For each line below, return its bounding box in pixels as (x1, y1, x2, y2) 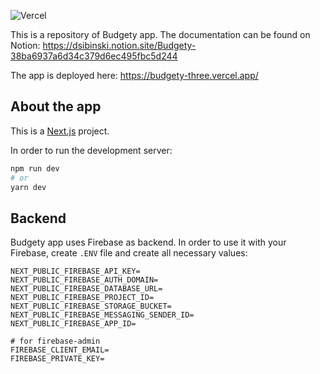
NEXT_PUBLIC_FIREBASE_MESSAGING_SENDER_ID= (10, 310, 195, 320)
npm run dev (10, 163, 60, 174)
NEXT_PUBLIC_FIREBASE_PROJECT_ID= (10, 293, 155, 303)
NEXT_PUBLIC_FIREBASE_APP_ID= (10, 319, 137, 329)
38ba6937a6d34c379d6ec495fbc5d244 (10, 50, 178, 62)
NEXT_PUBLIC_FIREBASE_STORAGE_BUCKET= (10, 301, 172, 312)
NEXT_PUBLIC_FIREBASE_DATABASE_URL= (10, 284, 163, 294)
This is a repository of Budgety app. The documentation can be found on (10, 29, 311, 40)
